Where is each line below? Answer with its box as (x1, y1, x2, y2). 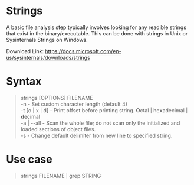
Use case (6, 152, 52, 166)
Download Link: (6, 47, 44, 54)
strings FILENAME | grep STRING (20, 172, 101, 179)
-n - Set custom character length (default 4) (20, 100, 128, 108)
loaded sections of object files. (20, 125, 96, 132)
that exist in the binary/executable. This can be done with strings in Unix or (6, 30, 188, 37)
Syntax (6, 75, 42, 88)
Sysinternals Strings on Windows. (6, 36, 88, 43)
